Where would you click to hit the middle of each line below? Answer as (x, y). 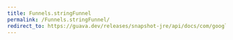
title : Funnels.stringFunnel (49, 13)
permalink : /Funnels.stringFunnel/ (59, 20)
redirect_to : (26, 26)
